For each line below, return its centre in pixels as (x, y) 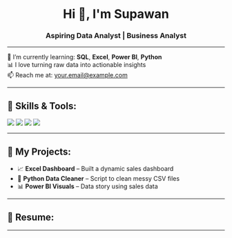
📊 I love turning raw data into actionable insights (77, 65)
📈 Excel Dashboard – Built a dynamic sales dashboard (95, 169)
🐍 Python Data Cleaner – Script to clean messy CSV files (98, 179)
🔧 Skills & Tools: (42, 106)
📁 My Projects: (39, 151)
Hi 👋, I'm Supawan (116, 14)
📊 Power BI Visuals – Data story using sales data (88, 186)
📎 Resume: (31, 217)
